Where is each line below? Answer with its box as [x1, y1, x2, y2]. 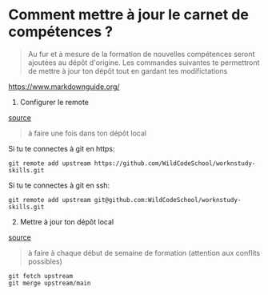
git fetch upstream [8, 272, 74, 280]
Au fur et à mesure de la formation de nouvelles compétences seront [27, 49, 255, 59]
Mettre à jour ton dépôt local [19, 216, 114, 226]
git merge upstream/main [8, 279, 91, 287]
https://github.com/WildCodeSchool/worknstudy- [94, 159, 256, 168]
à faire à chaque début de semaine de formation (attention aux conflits [27, 248, 261, 257]
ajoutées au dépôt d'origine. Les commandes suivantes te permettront [27, 58, 260, 67]
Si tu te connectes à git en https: [8, 143, 115, 153]
